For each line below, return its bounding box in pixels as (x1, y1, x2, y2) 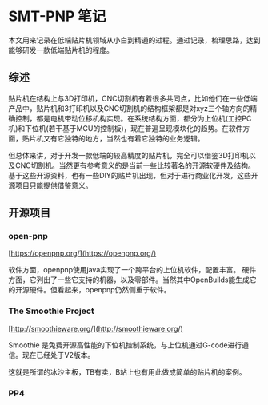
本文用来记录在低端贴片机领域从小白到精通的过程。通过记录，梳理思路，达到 (8, 35, 261, 45)
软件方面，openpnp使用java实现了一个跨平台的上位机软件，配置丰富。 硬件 (8, 265, 257, 275)
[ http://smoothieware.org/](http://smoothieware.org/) (8, 324, 184, 333)
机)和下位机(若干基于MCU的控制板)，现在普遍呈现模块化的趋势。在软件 (8, 123, 243, 133)
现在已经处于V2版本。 (22, 350, 95, 359)
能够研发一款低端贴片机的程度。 (8, 45, 114, 54)
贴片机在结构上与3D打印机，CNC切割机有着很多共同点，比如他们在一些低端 (8, 93, 258, 103)
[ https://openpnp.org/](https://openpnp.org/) (8, 248, 157, 258)
